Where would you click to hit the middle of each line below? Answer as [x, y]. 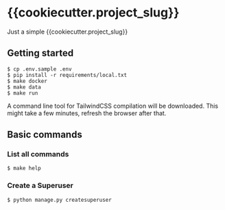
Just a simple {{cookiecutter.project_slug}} [68, 32]
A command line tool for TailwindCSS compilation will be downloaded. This [113, 106]
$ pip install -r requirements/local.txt [67, 75]
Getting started [40, 53]
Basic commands [45, 135]
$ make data [24, 87]
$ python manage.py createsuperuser [59, 200]
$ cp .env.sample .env [39, 69]
